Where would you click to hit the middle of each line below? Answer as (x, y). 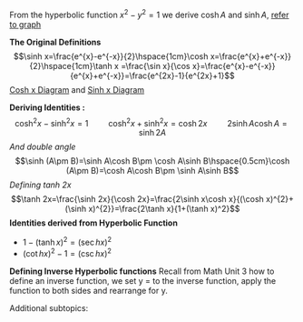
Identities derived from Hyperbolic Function (94, 223)
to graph (25, 24)
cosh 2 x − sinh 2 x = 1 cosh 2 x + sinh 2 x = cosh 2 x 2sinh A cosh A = (151, 122)
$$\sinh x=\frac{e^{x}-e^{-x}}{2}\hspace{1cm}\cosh (111, 56)
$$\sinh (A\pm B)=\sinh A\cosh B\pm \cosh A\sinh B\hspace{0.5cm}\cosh (152, 161)
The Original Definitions (55, 42)
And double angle (43, 147)
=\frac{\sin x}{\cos (156, 65)
